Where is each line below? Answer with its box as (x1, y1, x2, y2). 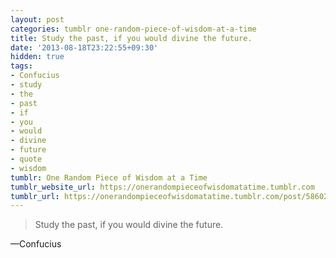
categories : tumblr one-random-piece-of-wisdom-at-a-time (10, 24, 257, 34)
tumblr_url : (10, 191, 60, 201)
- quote (10, 154, 43, 164)
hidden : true (10, 52, 65, 62)
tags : (10, 61, 33, 71)
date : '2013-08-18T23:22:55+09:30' (10, 42, 159, 53)
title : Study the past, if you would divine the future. (10, 33, 253, 43)
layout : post (10, 14, 65, 25)
